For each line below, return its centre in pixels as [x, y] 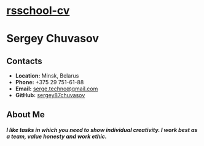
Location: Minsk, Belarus [47, 76]
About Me [25, 115]
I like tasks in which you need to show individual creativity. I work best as [102, 130]
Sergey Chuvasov [53, 39]
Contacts [25, 61]
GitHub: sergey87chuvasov [50, 95]
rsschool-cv [38, 11]
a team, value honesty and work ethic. [57, 137]
